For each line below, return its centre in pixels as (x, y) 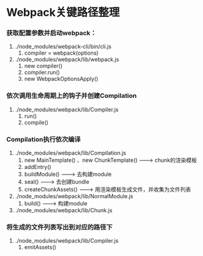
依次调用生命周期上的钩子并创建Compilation (72, 96)
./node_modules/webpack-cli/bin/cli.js (63, 47)
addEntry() (38, 167)
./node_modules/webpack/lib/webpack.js (67, 60)
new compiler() (43, 66)
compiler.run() (42, 72)
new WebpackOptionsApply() (61, 79)
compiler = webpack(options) (61, 53)
